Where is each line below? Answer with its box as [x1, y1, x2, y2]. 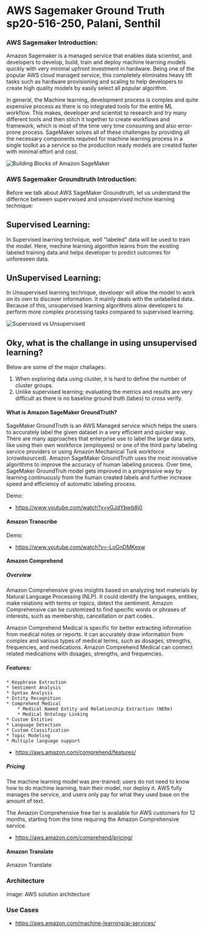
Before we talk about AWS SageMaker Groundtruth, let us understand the [6, 189, 191, 196]
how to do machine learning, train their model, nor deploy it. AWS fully [6, 784, 183, 792]
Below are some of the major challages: [6, 364, 105, 371]
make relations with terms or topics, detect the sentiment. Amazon [6, 599, 173, 607]
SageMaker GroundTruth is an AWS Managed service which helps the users [6, 422, 197, 429]
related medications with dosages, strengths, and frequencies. [6, 650, 163, 658]
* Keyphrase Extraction [6, 680, 67, 686]
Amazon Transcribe [6, 518, 58, 526]
